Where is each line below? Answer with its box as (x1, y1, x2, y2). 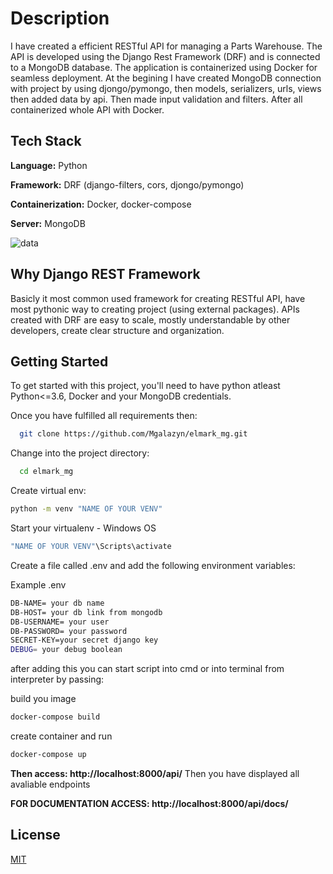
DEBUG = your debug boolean (10, 645, 123, 655)
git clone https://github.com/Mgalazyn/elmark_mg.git (19, 429, 248, 439)
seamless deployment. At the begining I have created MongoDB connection (10, 72, 322, 84)
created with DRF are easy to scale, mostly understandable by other (10, 313, 291, 326)
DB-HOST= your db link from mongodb (10, 607, 163, 617)
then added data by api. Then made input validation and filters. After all (10, 93, 303, 105)
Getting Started (10, 353, 109, 370)
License (10, 827, 61, 844)
